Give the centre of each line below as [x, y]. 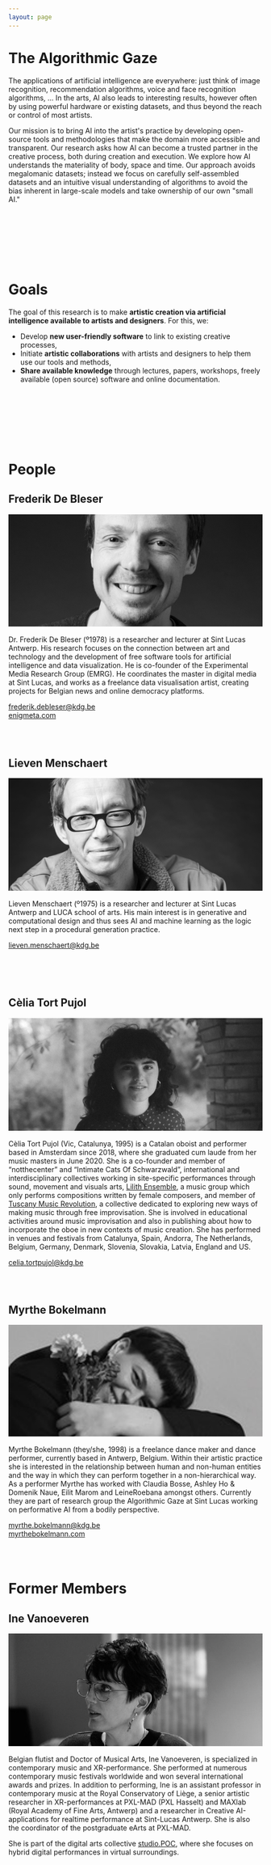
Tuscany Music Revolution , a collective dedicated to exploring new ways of [133, 1204]
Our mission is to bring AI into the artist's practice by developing [115, 130]
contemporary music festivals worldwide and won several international [126, 1776]
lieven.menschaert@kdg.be [54, 945]
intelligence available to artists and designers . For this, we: [108, 320]
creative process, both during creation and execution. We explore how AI [130, 156]
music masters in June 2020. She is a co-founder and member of [117, 1161]
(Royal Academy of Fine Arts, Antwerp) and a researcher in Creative [121, 1810]
